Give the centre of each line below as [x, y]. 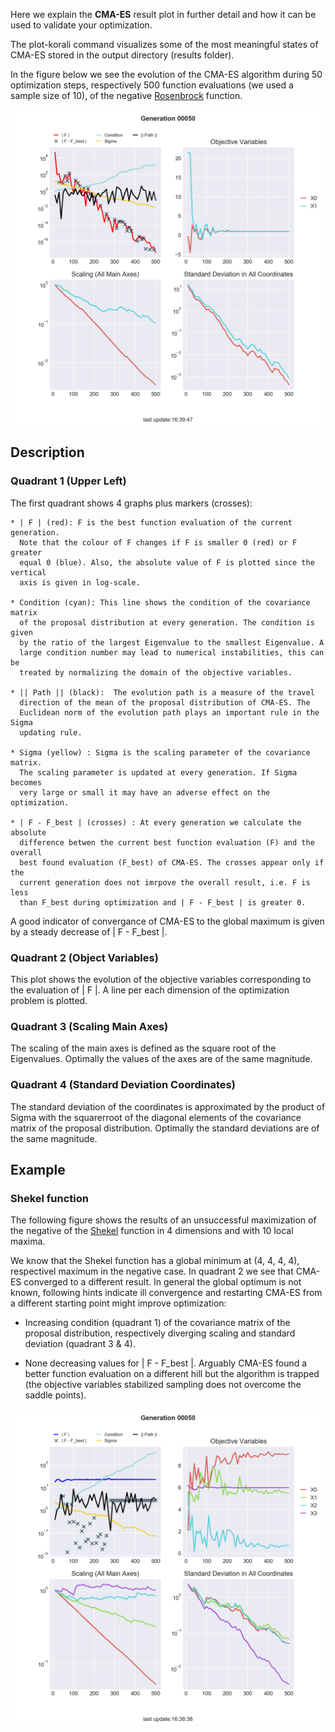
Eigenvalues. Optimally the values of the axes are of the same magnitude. [161, 1059]
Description [47, 452]
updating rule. [51, 732]
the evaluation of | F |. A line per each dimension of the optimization [150, 990]
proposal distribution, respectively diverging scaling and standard [160, 1333]
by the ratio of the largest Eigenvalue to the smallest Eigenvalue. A [172, 642]
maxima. [28, 1241]
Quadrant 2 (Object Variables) [84, 957]
